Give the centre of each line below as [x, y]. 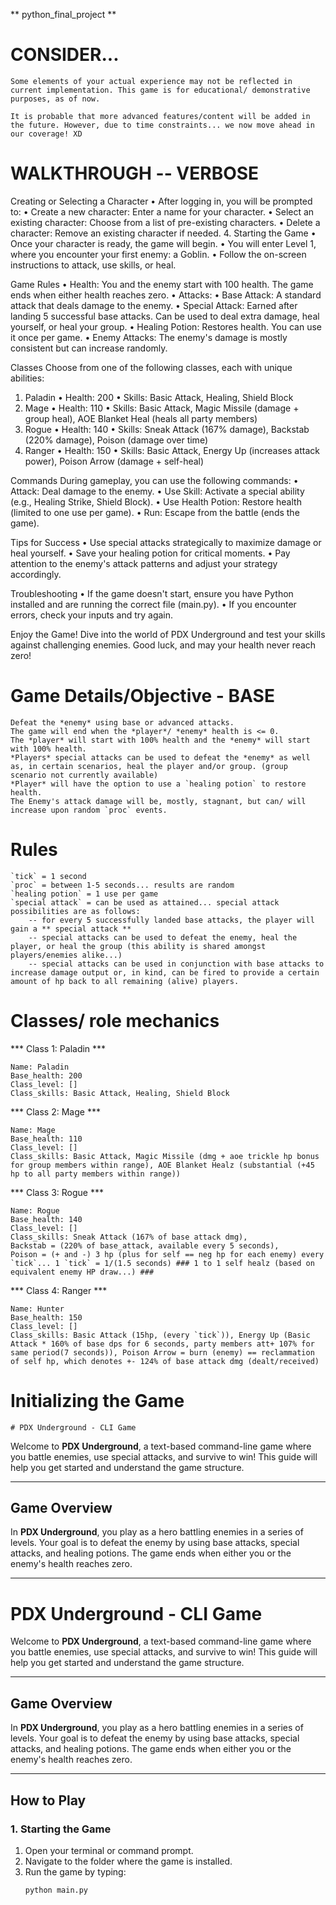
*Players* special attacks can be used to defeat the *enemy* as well [160, 757]
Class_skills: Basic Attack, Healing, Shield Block [120, 1093]
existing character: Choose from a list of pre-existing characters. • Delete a [165, 222]
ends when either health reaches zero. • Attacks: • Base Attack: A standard [166, 295]
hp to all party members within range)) [96, 1174]
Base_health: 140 [46, 1219]
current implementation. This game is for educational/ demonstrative [160, 90]
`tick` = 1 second [48, 876]
